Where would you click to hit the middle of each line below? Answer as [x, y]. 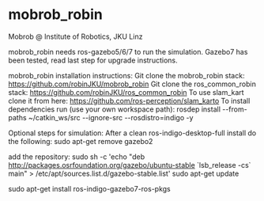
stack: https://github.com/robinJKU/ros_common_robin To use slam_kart [126, 92]
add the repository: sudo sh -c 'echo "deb [76, 157]
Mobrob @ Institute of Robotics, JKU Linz [75, 36]
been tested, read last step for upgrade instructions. [93, 60]
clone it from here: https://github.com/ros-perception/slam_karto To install [129, 100]
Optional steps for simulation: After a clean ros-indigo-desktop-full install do [132, 133]
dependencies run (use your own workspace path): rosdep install [115, 109]
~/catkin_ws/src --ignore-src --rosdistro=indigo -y [111, 117]
